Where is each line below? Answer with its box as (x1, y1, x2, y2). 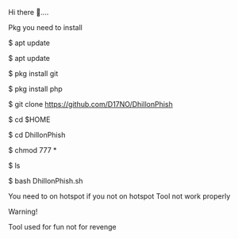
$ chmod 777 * (8, 146, 57, 154)
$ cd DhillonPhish (8, 131, 66, 139)
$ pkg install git (8, 69, 59, 78)
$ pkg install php (8, 84, 63, 93)
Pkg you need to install (8, 23, 83, 32)
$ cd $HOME (8, 115, 51, 124)
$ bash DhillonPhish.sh (8, 176, 83, 185)
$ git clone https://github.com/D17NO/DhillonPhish (8, 100, 173, 108)
